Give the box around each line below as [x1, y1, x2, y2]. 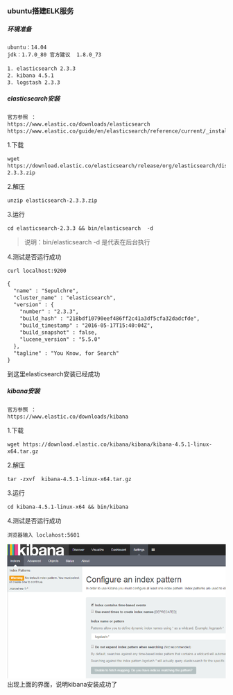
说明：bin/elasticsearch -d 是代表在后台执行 [24, 237, 150, 246]
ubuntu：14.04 [7, 44, 47, 51]
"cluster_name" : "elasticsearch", [13, 294, 116, 301]
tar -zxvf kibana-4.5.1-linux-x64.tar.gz [7, 476, 132, 483]
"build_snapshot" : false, [19, 328, 98, 336]
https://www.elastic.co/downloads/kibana [7, 413, 129, 420]
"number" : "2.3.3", [19, 308, 79, 315]
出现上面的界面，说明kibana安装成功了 [7, 680, 118, 689]
